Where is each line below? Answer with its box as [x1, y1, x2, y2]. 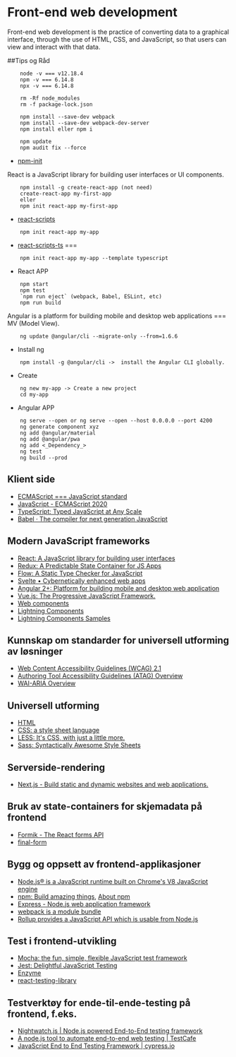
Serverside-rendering [7, 761, 106, 774]
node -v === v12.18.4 [20, 70, 83, 77]
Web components [17, 598, 69, 608]
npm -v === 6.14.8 [20, 76, 74, 83]
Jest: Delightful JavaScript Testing [17, 962, 118, 970]
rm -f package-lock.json [20, 100, 93, 108]
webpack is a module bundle [17, 907, 101, 916]
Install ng [17, 345, 44, 353]
